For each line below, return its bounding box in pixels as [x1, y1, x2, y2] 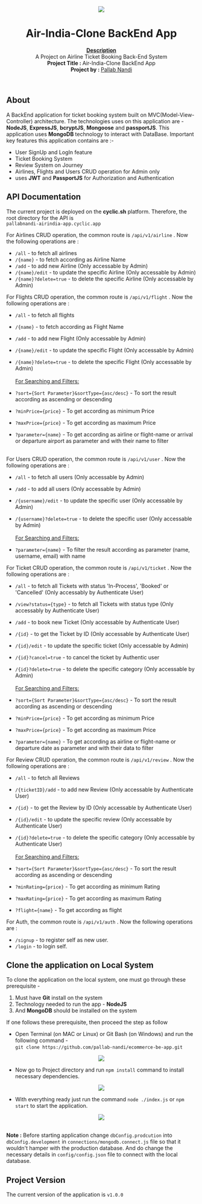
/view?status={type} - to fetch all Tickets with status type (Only [14, 600, 174, 607]
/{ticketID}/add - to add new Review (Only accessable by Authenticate [14, 786, 194, 793]
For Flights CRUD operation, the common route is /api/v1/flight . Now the [6, 293, 193, 300]
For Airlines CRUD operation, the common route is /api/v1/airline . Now [6, 231, 188, 238]
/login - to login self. [14, 942, 68, 950]
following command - [14, 1037, 68, 1044]
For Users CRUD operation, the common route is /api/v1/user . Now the [6, 455, 186, 462]
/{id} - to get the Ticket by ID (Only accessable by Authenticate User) [14, 630, 190, 637]
